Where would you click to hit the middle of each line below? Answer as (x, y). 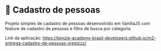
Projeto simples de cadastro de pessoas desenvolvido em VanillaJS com (78, 23)
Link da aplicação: (23, 38)
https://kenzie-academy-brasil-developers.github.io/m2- (99, 38)
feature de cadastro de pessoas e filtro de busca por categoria (68, 28)
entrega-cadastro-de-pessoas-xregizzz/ (46, 43)
